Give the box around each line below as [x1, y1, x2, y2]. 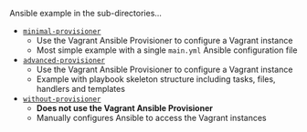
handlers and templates [36, 84, 126, 94]
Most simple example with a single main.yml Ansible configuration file [36, 45, 298, 56]
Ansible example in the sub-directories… [9, 8, 163, 18]
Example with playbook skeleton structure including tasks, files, [36, 74, 276, 85]
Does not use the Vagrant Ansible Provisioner [36, 103, 213, 113]
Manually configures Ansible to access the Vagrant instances [36, 113, 267, 123]
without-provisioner [22, 95, 101, 104]
